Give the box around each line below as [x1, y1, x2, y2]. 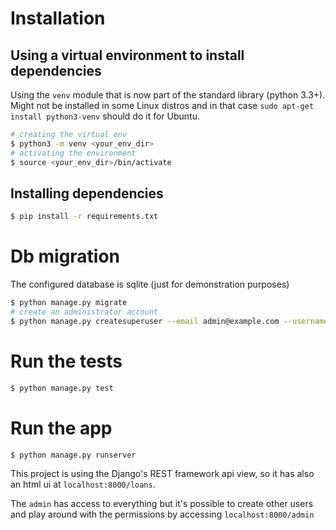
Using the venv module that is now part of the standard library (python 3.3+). [10, 89, 326, 101]
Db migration [10, 245, 121, 268]
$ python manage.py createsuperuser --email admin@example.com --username [10, 316, 329, 326]
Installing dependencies [10, 185, 164, 202]
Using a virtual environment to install [10, 47, 245, 64]
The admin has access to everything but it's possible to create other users [10, 498, 314, 510]
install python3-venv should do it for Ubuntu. [10, 110, 200, 122]
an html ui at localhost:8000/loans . [10, 478, 156, 491]
